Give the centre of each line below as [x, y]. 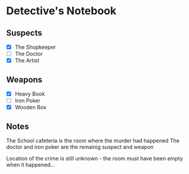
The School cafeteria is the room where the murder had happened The [93, 140]
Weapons [24, 79]
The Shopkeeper [35, 47]
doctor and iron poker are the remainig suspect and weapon [80, 147]
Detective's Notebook [61, 11]
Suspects [24, 33]
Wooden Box [30, 107]
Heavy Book [30, 94]
